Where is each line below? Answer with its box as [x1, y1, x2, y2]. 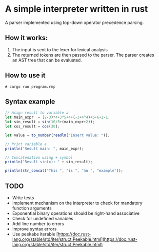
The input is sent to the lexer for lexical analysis [12, 46, 108, 52]
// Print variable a [5, 142, 47, 147]
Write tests [12, 194, 34, 201]
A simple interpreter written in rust [5, 3, 148, 15]
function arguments [12, 205, 52, 211]
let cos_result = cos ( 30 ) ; [5, 124, 60, 129]
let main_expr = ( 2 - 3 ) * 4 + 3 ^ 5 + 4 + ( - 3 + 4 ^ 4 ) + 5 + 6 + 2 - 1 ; [5, 115, 111, 120]
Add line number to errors [12, 221, 64, 227]
